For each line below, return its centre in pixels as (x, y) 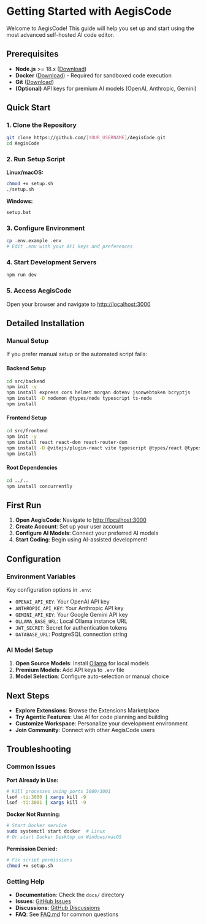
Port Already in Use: (32, 780)
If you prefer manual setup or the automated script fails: (77, 354)
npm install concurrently (39, 486)
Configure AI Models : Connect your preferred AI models (87, 533)
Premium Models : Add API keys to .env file (70, 670)
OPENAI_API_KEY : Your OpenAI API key (62, 601)
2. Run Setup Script (36, 159)
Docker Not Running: (34, 814)
